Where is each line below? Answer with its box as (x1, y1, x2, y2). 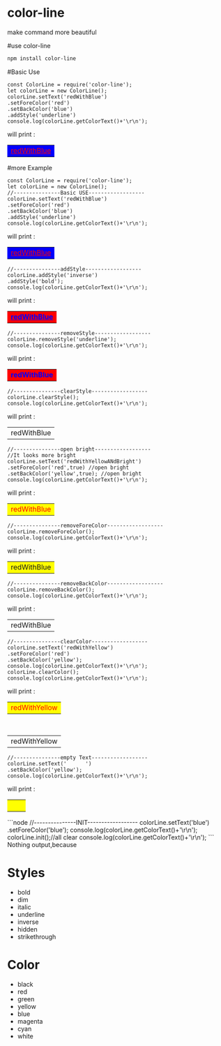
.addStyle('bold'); (7, 278, 64, 285)
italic (17, 902, 31, 911)
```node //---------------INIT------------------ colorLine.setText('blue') (7, 818, 210, 826)
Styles (7, 865, 45, 881)
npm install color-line (7, 54, 77, 62)
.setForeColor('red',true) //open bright (7, 464, 130, 471)
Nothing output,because (7, 840, 77, 849)
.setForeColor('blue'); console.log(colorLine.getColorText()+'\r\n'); (7, 825, 198, 834)
